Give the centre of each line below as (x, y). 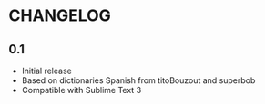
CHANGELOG (60, 16)
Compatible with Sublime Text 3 (82, 90)
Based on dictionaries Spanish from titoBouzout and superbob (138, 80)
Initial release (46, 71)
